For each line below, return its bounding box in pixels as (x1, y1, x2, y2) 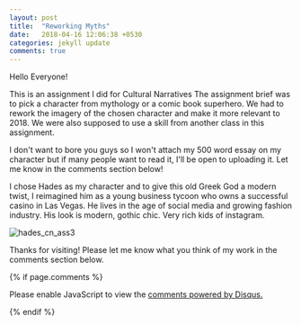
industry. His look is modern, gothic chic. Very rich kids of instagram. (9, 210, 265, 221)
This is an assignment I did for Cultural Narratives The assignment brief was (9, 89, 290, 100)
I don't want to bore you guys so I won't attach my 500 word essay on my (9, 145, 281, 156)
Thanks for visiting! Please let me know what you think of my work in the (9, 245, 278, 256)
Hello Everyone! (9, 71, 68, 82)
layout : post (9, 13, 58, 23)
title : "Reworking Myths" (9, 22, 111, 31)
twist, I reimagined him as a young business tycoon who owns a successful (9, 191, 288, 202)
